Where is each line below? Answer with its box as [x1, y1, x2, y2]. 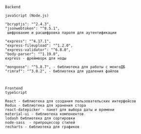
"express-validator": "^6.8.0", [5, 47, 71, 52]
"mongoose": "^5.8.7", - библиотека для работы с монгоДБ [5, 65, 125, 69]
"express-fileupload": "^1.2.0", [5, 43, 73, 48]
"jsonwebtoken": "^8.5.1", [5, 26, 60, 31]
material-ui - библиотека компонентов [5, 112, 84, 116]
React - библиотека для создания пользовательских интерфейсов [5, 99, 137, 104]
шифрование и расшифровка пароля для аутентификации [7, 30, 117, 35]
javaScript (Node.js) [5, 13, 49, 18]
